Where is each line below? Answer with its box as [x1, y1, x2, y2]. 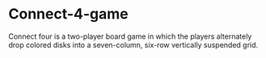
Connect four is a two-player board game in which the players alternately [8, 31, 252, 41]
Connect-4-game [8, 5, 129, 23]
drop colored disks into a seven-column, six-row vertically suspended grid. [8, 39, 259, 49]
